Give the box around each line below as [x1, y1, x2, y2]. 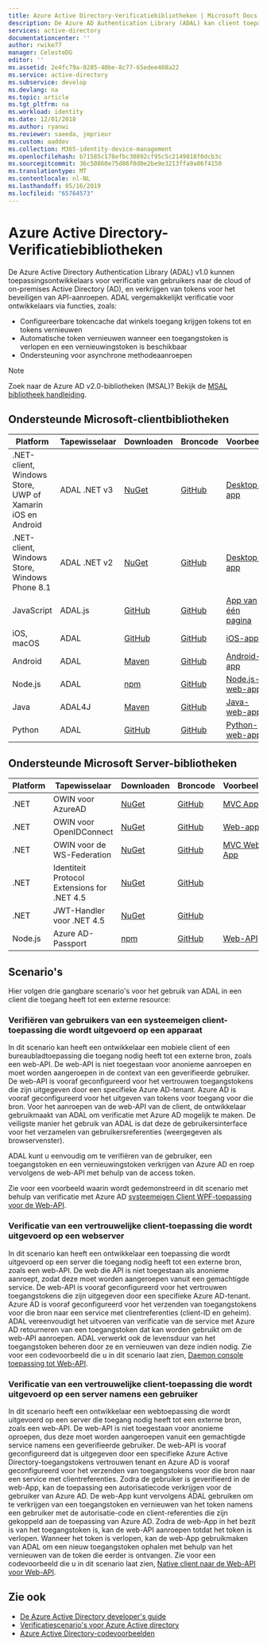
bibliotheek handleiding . [8, 390, 87, 399]
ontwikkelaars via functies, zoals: [8, 300, 118, 311]
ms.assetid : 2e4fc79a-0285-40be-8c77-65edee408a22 [8, 64, 180, 72]
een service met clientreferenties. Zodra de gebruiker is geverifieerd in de [8, 1474, 250, 1483]
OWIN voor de [52, 840, 106, 851]
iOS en [12, 509, 37, 520]
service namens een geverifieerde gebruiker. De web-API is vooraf [8, 1440, 226, 1450]
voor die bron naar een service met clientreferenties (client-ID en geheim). [8, 1307, 252, 1317]
